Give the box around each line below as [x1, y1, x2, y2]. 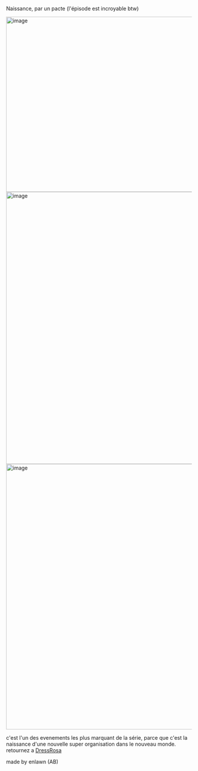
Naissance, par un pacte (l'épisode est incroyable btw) [6, 5, 139, 12]
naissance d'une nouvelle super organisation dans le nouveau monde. [6, 740, 176, 747]
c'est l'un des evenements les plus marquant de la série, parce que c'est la [6, 734, 187, 741]
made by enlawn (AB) [6, 758, 59, 765]
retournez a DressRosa [6, 747, 62, 754]
